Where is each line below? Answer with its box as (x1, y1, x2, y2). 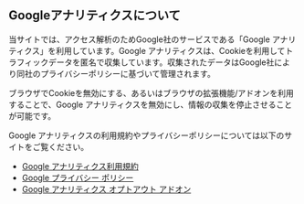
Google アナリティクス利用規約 (21, 160, 139, 171)
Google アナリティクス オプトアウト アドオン (21, 183, 192, 194)
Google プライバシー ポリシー (21, 172, 134, 183)
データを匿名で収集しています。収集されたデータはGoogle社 (47, 57, 275, 68)
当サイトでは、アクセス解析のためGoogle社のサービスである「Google (8, 34, 270, 45)
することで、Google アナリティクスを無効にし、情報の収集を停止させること (8, 99, 293, 110)
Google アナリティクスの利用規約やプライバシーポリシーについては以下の (8, 130, 285, 141)
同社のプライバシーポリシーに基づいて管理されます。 (16, 68, 215, 79)
